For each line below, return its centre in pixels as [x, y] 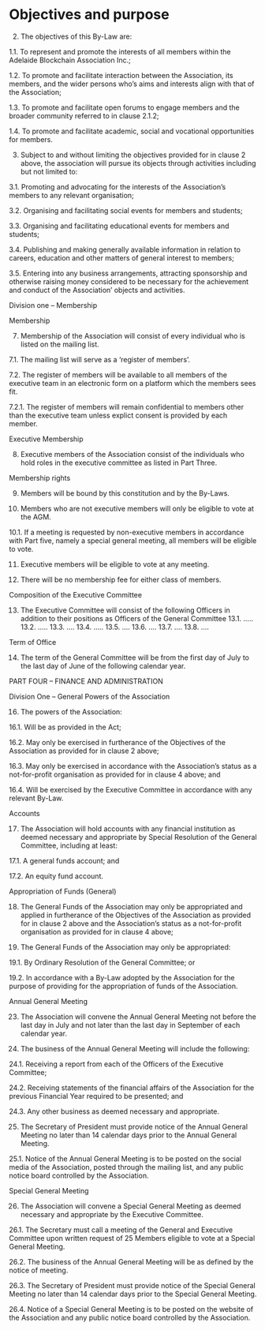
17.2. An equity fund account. [56, 876]
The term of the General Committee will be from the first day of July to [134, 658]
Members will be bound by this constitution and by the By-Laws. [125, 493]
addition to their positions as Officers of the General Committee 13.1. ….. [137, 618]
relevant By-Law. [36, 798]
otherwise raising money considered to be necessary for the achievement [129, 281]
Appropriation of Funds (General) [63, 891]
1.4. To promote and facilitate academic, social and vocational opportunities [132, 131]
